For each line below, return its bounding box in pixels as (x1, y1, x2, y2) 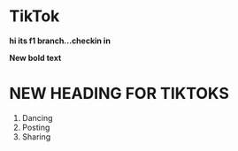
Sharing (21, 131, 51, 142)
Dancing (21, 112, 53, 123)
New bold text (9, 52, 62, 63)
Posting (21, 122, 50, 132)
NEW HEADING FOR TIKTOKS (9, 84, 230, 103)
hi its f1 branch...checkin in (9, 35, 111, 46)
